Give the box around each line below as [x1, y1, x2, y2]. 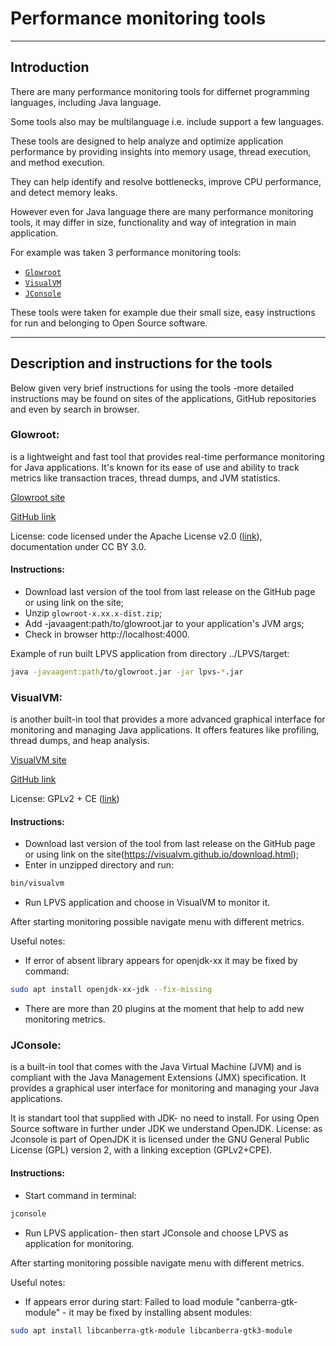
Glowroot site [10, 491, 66, 503]
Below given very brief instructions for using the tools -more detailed [10, 382, 295, 394]
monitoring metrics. [24, 1013, 106, 1026]
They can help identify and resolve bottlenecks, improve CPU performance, [10, 175, 322, 187]
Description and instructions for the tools [10, 355, 273, 372]
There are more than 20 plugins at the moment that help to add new [24, 1003, 305, 1015]
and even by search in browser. [10, 403, 140, 415]
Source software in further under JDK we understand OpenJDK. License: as [10, 1123, 323, 1135]
